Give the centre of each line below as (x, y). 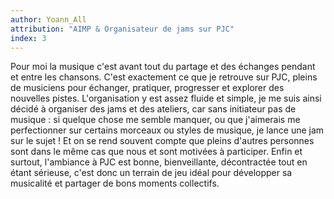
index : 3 (28, 38)
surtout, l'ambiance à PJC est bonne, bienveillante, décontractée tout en (159, 162)
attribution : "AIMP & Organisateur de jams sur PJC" (122, 29)
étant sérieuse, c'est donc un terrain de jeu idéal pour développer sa (151, 173)
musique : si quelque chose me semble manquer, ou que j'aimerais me (155, 120)
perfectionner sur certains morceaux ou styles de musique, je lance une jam (167, 130)
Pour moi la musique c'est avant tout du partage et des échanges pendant (163, 67)
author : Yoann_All (48, 19)
